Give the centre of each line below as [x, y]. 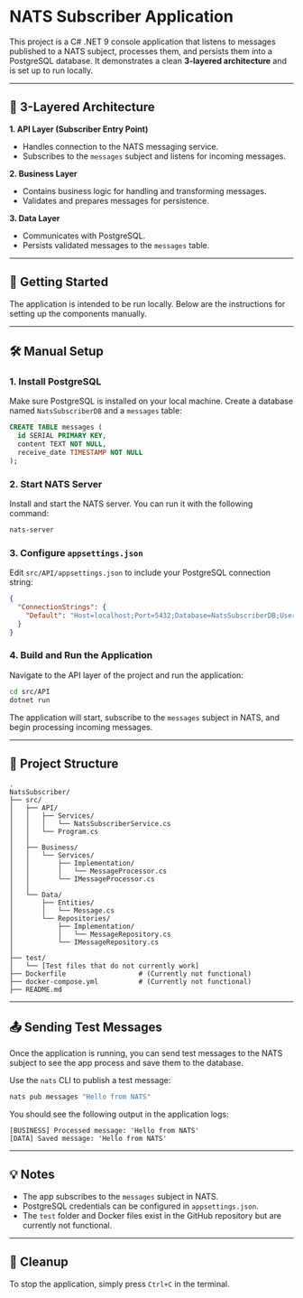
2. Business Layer [44, 173]
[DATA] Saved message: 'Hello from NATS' [88, 1139]
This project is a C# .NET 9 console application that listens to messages [143, 42]
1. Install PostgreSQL [55, 381]
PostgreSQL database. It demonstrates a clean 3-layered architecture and [148, 60]
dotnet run [30, 700]
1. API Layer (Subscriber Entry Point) [79, 129]
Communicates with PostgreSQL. [84, 236]
